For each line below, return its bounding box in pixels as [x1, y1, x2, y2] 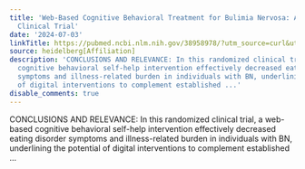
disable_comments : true [9, 89, 100, 98]
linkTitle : [9, 38, 51, 48]
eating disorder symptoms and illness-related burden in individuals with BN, [9, 133, 293, 144]
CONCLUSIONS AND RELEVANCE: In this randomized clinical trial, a [9, 114, 263, 125]
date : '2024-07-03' [9, 30, 84, 39]
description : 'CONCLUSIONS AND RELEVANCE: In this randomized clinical [9, 55, 286, 64]
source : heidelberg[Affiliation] [9, 47, 136, 56]
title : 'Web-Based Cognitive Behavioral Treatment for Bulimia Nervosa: [9, 13, 290, 23]
